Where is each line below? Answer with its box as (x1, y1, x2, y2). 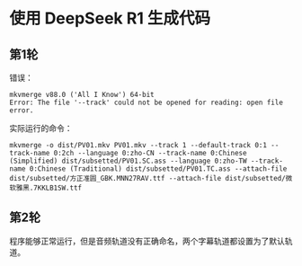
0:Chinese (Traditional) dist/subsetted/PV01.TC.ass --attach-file (29, 164, 288, 173)
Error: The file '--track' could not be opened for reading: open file (9, 98, 283, 107)
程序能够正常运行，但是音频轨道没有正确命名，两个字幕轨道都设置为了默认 (9, 235, 285, 246)
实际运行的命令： (9, 123, 73, 133)
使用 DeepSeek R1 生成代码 (9, 8, 211, 29)
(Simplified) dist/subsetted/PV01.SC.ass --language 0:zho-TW (9, 156, 247, 165)
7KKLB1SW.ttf (32, 183, 83, 192)
